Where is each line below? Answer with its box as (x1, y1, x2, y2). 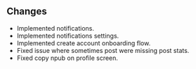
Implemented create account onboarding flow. (16, 38, 151, 47)
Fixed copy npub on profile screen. (16, 54, 119, 62)
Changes (6, 6, 47, 17)
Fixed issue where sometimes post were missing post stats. (16, 46, 190, 54)
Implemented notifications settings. (16, 31, 119, 40)
